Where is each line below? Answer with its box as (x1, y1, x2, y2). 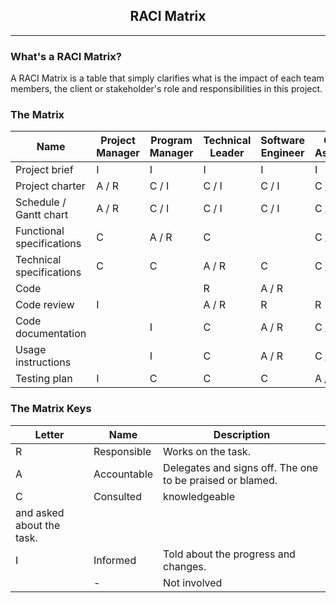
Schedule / (15, 195, 67, 209)
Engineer (260, 146, 305, 160)
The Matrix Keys (10, 402, 92, 416)
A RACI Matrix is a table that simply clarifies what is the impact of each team (10, 72, 325, 84)
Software (260, 134, 305, 148)
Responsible (93, 444, 152, 458)
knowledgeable (163, 489, 236, 503)
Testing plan (15, 372, 73, 386)
